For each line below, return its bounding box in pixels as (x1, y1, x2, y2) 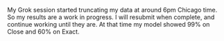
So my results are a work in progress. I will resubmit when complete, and (7, 13, 215, 21)
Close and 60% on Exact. (7, 27, 80, 36)
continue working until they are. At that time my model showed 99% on (7, 20, 210, 28)
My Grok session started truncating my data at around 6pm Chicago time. (7, 6, 218, 14)
